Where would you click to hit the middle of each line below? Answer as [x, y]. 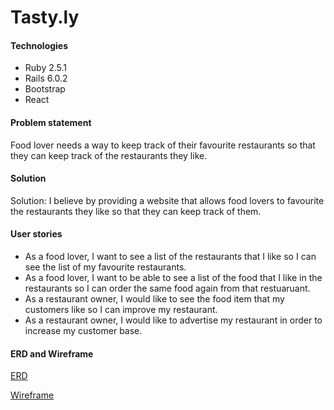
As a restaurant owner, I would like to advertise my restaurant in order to [173, 320]
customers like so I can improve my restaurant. [121, 309]
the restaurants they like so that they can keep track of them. [136, 211]
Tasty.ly [45, 17]
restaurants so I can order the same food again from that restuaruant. [167, 288]
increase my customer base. [83, 330]
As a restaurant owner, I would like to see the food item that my [154, 299]
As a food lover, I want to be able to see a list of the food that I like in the [173, 277]
